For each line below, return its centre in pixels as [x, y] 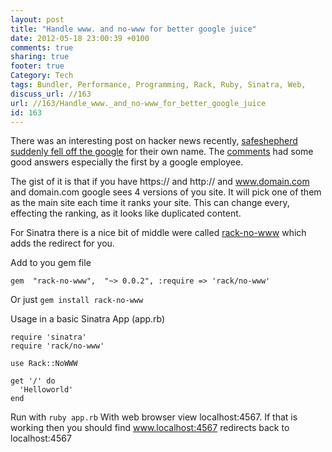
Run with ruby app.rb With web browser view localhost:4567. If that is [154, 417]
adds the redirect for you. [62, 243]
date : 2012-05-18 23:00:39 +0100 [80, 38]
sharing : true [40, 57]
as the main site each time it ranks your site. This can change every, [150, 203]
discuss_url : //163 [51, 94]
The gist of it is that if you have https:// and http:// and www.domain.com [160, 182]
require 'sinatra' [48, 337]
